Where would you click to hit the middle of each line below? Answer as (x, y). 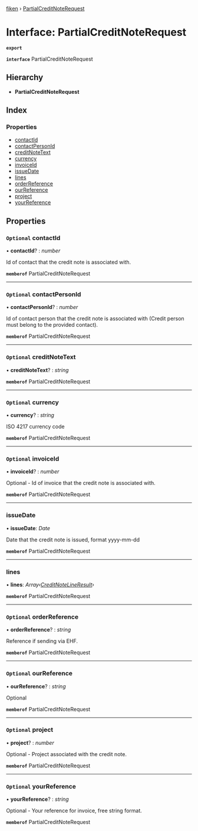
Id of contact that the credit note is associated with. (69, 262)
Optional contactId (33, 238)
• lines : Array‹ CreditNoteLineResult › (50, 584)
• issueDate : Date (28, 528)
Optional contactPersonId (44, 294)
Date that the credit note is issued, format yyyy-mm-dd (73, 540)
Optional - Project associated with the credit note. (66, 754)
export (14, 48)
